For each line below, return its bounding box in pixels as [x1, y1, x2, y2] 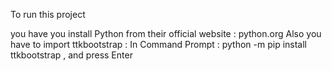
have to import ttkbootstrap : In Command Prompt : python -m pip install [10, 39, 308, 50]
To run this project [10, 9, 86, 20]
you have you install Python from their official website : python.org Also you [10, 28, 322, 39]
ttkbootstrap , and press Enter [10, 49, 133, 61]
